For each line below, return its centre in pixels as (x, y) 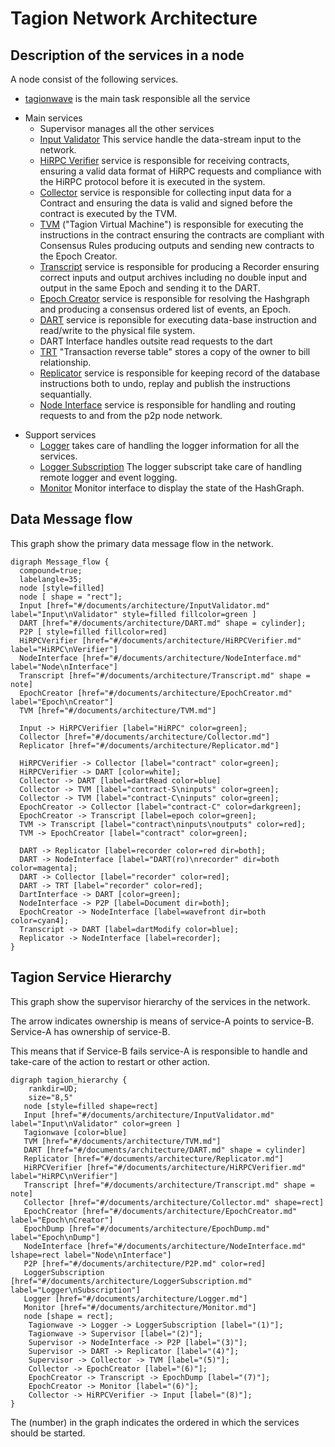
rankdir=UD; (53, 1088)
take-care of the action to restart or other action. (110, 1061)
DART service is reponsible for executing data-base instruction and (178, 320)
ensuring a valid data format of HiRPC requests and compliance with (180, 171)
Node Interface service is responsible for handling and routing (168, 405)
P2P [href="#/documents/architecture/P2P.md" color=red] (145, 1263)
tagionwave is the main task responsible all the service (137, 98)
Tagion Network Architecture (134, 18)
